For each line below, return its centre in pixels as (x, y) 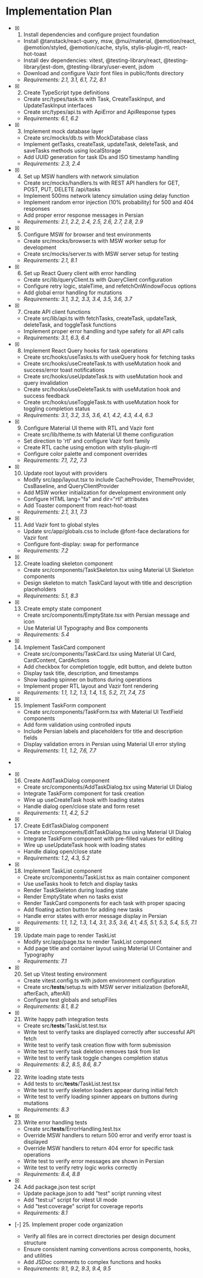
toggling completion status (57, 409)
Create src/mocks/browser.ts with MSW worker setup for (95, 240)
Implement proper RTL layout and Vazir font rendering (91, 686)
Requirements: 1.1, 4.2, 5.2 (56, 812)
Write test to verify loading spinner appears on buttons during (101, 1096)
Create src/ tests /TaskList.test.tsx (65, 1025)
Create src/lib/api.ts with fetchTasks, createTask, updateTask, (100, 318)
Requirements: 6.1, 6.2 (51, 118)
